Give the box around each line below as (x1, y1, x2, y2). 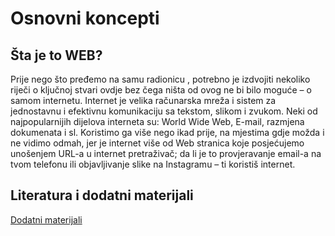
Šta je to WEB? (10, 47, 103, 64)
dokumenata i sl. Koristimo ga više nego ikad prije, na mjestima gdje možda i (10, 127, 325, 138)
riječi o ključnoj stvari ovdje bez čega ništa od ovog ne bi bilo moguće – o (10, 84, 312, 96)
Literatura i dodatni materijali (10, 187, 194, 204)
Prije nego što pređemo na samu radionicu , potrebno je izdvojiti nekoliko (10, 73, 311, 85)
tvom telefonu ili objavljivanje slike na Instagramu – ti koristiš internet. (10, 158, 296, 170)
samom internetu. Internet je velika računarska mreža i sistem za (10, 95, 277, 106)
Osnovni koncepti (10, 7, 160, 30)
